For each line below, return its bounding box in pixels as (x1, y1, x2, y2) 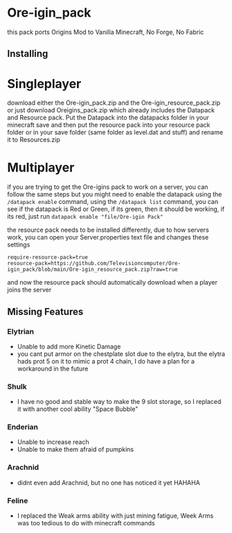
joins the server (7, 286, 52, 294)
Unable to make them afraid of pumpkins (17, 446, 134, 454)
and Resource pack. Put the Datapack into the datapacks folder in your (7, 113, 209, 122)
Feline (7, 496, 28, 505)
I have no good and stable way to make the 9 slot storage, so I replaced (17, 398, 222, 406)
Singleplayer (7, 76, 82, 92)
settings (7, 241, 30, 249)
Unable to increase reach (17, 438, 90, 446)
